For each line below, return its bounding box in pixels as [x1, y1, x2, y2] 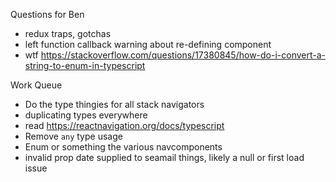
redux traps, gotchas [24, 28, 112, 39]
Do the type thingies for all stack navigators [24, 99, 205, 110]
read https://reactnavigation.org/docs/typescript [24, 120, 225, 131]
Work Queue [10, 79, 63, 91]
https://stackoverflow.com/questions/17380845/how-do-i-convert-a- [40, 49, 327, 61]
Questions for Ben [10, 9, 85, 20]
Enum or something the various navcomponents [24, 141, 223, 153]
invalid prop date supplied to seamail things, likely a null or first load [24, 152, 305, 163]
